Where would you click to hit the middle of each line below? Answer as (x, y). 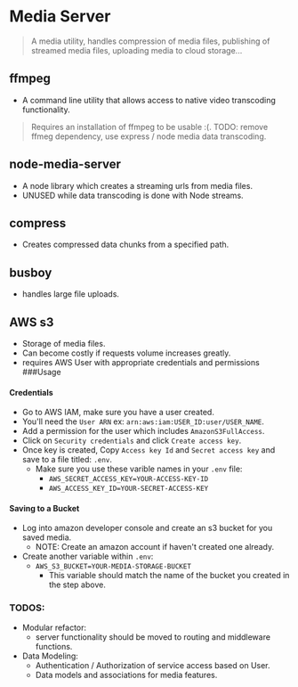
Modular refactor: (54, 627)
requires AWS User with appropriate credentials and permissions (141, 362)
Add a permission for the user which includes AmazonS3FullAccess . (143, 431)
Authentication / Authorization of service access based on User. (153, 665)
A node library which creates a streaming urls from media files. (137, 185)
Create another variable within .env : (88, 556)
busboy (31, 272)
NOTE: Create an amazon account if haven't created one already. (154, 547)
